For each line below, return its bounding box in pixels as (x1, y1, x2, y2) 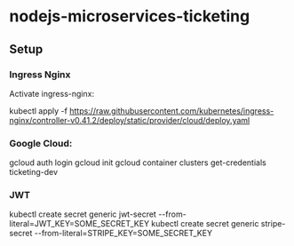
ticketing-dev (9, 167, 59, 178)
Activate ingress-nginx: (9, 88, 95, 99)
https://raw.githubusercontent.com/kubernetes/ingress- (69, 105, 274, 116)
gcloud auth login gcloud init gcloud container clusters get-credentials (9, 157, 266, 168)
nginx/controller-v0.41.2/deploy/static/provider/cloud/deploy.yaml (9, 115, 250, 125)
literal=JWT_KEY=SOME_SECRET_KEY (9, 218, 149, 229)
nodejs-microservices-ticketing (9, 6, 250, 27)
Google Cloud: (9, 137, 73, 149)
